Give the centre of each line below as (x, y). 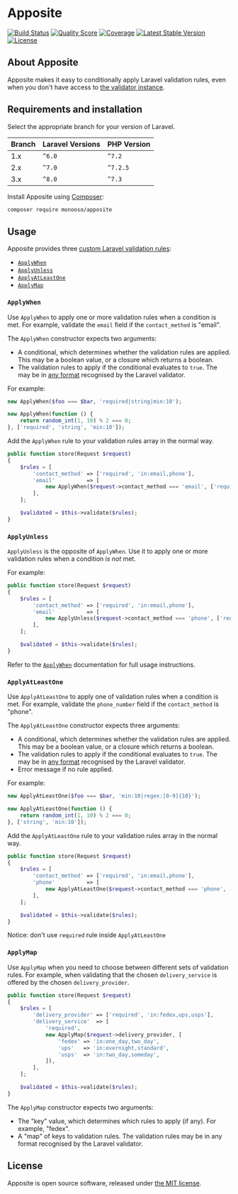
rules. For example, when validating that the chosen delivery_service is (112, 975)
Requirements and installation (75, 110)
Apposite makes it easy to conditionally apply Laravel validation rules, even (117, 79)
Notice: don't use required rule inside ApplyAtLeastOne (87, 935)
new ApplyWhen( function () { (50, 414)
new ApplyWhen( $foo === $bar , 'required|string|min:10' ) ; (95, 401)
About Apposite (43, 63)
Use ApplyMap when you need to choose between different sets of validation (118, 967)
